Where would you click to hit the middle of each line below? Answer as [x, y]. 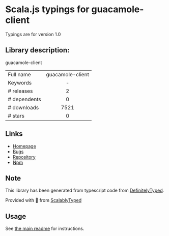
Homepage [24, 146]
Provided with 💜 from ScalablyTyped [44, 200]
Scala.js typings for [47, 9]
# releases [20, 91]
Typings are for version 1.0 [33, 34]
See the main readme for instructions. [45, 229]
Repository [24, 157]
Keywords [20, 82]
